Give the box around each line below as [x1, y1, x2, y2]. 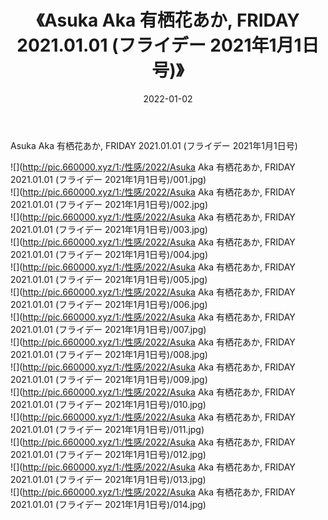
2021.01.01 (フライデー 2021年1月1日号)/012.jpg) [10, 448, 207, 460]
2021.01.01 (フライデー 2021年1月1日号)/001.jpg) [10, 173, 207, 185]
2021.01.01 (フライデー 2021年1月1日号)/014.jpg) [10, 498, 207, 510]
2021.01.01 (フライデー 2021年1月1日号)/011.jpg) [10, 423, 205, 435]
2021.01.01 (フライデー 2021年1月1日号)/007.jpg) [10, 323, 207, 335]
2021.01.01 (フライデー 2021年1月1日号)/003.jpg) [10, 223, 208, 235]
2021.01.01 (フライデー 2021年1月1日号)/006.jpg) [10, 298, 208, 310]
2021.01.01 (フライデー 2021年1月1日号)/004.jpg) [10, 248, 209, 260]
